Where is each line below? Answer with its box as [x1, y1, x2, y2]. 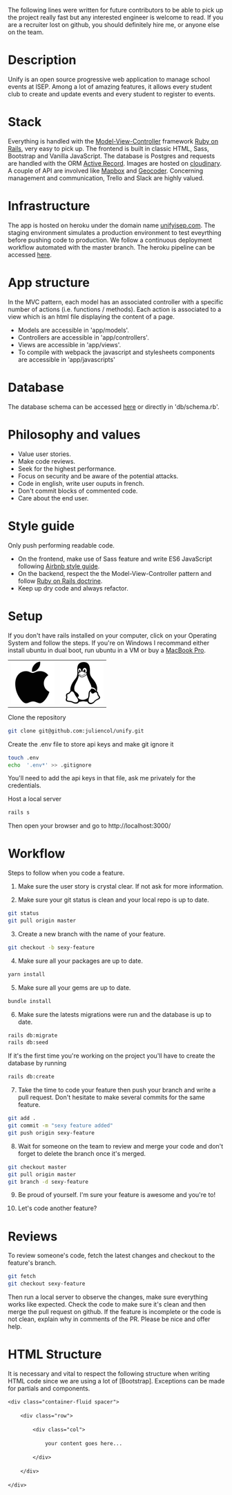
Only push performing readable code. [8, 541, 115, 550]
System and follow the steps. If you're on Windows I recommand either [8, 638, 210, 647]
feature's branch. [8, 1259, 57, 1267]
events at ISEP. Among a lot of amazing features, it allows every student [8, 82, 213, 91]
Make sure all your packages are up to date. [17, 956, 144, 965]
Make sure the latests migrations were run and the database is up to [17, 1010, 212, 1018]
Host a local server [8, 795, 61, 803]
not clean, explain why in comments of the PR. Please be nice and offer [8, 1315, 211, 1323]
